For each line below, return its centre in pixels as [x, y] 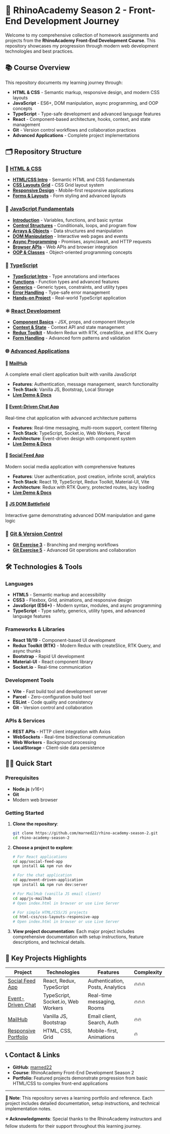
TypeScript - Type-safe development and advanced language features [87, 114]
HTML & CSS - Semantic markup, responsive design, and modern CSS [86, 92]
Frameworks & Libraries [35, 629]
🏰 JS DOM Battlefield [28, 504]
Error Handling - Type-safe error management [61, 292]
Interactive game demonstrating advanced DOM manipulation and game [80, 515]
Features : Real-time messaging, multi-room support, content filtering [84, 427]
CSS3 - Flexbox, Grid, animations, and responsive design [72, 600]
